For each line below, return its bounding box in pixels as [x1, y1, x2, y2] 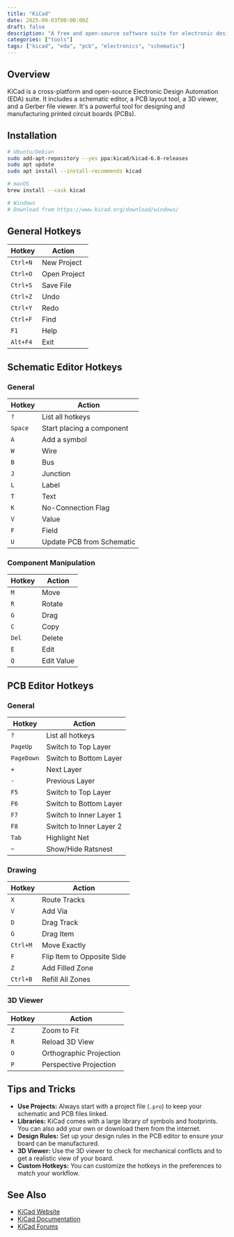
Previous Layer [46, 776, 95, 786]
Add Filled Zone [41, 963, 94, 973]
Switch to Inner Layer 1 [46, 810, 123, 820]
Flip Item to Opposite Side [41, 952, 127, 961]
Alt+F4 [10, 338, 33, 346]
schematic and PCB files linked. [17, 1109, 109, 1117]
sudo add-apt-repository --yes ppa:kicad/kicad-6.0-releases [7, 155, 189, 162]
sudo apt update [7, 162, 54, 169]
